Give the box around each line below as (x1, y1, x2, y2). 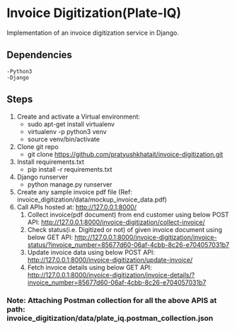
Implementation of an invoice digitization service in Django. (6, 28, 180, 37)
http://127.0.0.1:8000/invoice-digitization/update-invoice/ (27, 255, 193, 264)
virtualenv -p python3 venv (27, 127, 107, 136)
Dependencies (6, 49, 72, 61)
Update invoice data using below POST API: (27, 248, 155, 256)
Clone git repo (16, 142, 59, 150)
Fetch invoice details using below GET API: (27, 263, 153, 271)
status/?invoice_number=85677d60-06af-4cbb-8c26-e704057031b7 (27, 240, 230, 249)
